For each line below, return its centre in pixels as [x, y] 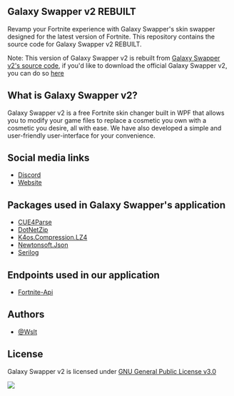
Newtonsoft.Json [43, 245]
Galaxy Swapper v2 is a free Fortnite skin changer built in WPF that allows [116, 113]
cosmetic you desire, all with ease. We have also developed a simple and [115, 128]
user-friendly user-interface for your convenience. [81, 136]
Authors [26, 314]
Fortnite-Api [35, 293]
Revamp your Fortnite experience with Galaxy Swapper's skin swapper [111, 29]
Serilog [28, 253]
